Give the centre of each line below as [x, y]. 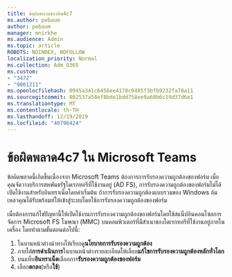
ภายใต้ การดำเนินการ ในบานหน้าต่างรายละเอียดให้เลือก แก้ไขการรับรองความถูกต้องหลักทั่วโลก [121, 251]
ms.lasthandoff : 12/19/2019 [48, 116]
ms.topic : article [34, 46]
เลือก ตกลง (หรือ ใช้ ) [38, 267]
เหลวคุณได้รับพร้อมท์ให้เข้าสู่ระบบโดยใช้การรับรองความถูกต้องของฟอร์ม [87, 200]
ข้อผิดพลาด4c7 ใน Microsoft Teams [102, 157]
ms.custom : [23, 71]
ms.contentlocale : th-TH [43, 110]
